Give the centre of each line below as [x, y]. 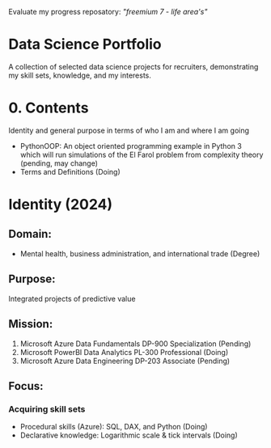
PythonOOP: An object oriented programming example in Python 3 [131, 146]
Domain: [30, 234]
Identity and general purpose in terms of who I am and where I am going [129, 130]
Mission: [31, 324]
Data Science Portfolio [85, 44]
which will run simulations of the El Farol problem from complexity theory [142, 154]
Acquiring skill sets [47, 409]
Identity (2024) [61, 205]
